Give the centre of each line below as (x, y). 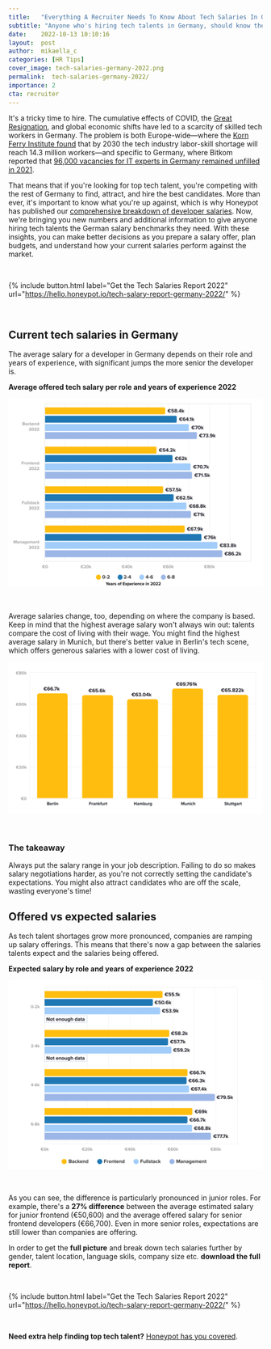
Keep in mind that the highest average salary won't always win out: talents (132, 625)
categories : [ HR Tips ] (46, 60)
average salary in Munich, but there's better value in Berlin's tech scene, (129, 642)
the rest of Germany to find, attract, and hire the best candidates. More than (134, 193)
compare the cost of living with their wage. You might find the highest (124, 633)
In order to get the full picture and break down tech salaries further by (125, 1248)
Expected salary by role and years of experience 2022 (101, 969)
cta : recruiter (34, 94)
